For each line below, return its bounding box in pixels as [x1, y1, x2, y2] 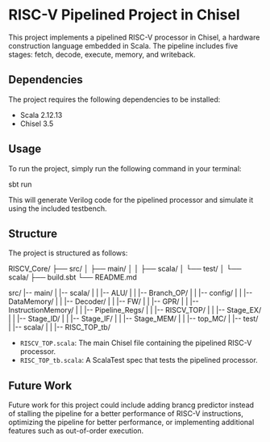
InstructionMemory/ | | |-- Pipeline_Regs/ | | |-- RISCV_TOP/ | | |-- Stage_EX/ [8, 305, 262, 315]
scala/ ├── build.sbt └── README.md [8, 272, 137, 282]
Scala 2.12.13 [19, 110, 63, 120]
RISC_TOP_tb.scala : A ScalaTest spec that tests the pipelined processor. [19, 356, 258, 365]
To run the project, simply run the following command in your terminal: [8, 163, 242, 173]
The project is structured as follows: [8, 248, 128, 258]
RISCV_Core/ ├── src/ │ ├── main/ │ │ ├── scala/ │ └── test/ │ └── [8, 264, 242, 274]
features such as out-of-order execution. [8, 426, 144, 436]
